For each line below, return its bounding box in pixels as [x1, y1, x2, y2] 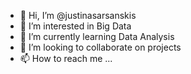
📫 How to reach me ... [19, 53, 113, 64]
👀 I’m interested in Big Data [19, 20, 132, 32]
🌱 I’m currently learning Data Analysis [19, 31, 175, 42]
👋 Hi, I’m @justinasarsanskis [19, 10, 137, 21]
